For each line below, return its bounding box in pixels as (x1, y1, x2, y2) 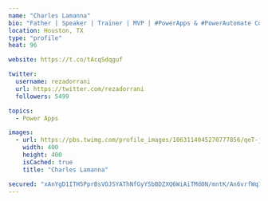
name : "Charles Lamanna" (8, 11, 91, 20)
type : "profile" (8, 33, 62, 42)
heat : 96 (8, 41, 37, 49)
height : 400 (22, 151, 62, 159)
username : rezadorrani (15, 77, 91, 85)
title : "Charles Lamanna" (22, 165, 109, 174)
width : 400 (22, 144, 59, 152)
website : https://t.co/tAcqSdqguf (8, 56, 124, 64)
